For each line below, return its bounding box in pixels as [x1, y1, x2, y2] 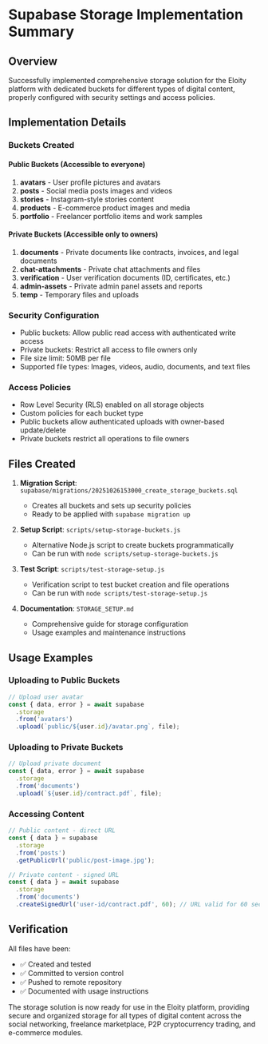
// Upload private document [8, 759, 102, 768]
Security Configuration [8, 309, 100, 321]
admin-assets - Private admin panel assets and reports [19, 281, 203, 291]
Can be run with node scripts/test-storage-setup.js [31, 588, 208, 598]
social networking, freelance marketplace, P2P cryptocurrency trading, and [8, 1019, 256, 1029]
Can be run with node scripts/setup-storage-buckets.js [31, 549, 219, 559]
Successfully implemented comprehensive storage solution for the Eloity [8, 76, 247, 85]
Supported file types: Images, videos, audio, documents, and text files [19, 362, 250, 372]
